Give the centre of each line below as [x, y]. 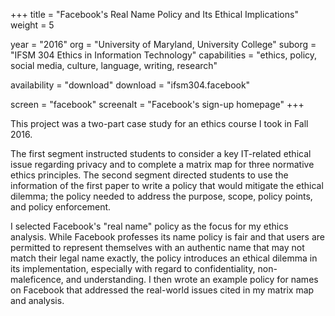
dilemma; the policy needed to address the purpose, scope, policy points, [161, 196]
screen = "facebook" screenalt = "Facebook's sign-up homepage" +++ [157, 104]
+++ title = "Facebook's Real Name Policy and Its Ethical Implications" [154, 14]
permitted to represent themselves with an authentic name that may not [157, 247]
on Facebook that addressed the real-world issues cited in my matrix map [162, 290]
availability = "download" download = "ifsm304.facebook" [130, 85]
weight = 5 [32, 25]
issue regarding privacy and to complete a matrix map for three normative [162, 164]
